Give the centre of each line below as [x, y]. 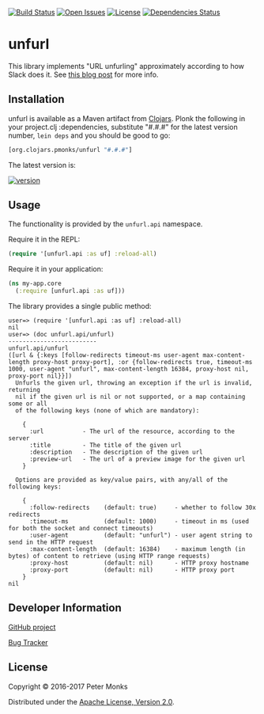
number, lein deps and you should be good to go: [89, 135]
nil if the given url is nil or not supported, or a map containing [130, 397]
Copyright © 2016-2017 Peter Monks [68, 686]
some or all [28, 404]
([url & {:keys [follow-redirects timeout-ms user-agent [104, 355]
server [19, 439]
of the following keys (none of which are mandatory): [107, 411]
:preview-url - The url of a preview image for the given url [137, 459]
